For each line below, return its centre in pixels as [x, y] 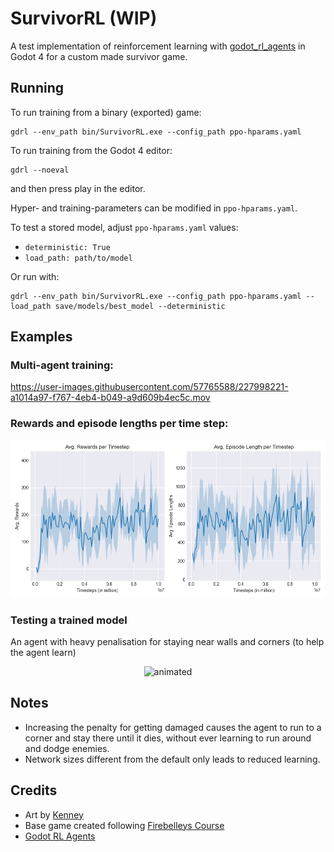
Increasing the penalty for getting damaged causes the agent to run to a [173, 727]
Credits [34, 790]
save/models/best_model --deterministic [140, 306]
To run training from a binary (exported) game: [106, 112]
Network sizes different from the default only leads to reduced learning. [172, 759]
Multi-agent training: [62, 365]
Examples [41, 337]
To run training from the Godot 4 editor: [91, 150]
